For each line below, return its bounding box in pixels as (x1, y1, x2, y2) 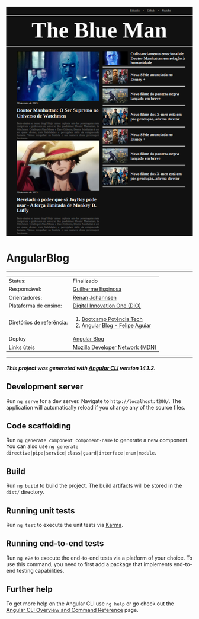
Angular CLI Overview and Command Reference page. (6, 606, 139, 613)
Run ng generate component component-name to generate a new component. (6, 437, 190, 444)
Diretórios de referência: (8, 319, 68, 326)
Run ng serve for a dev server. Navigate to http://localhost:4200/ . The (6, 397, 182, 404)
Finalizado (72, 277, 98, 285)
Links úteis (8, 344, 36, 351)
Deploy (8, 335, 27, 342)
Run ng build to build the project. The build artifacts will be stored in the (6, 482, 182, 490)
